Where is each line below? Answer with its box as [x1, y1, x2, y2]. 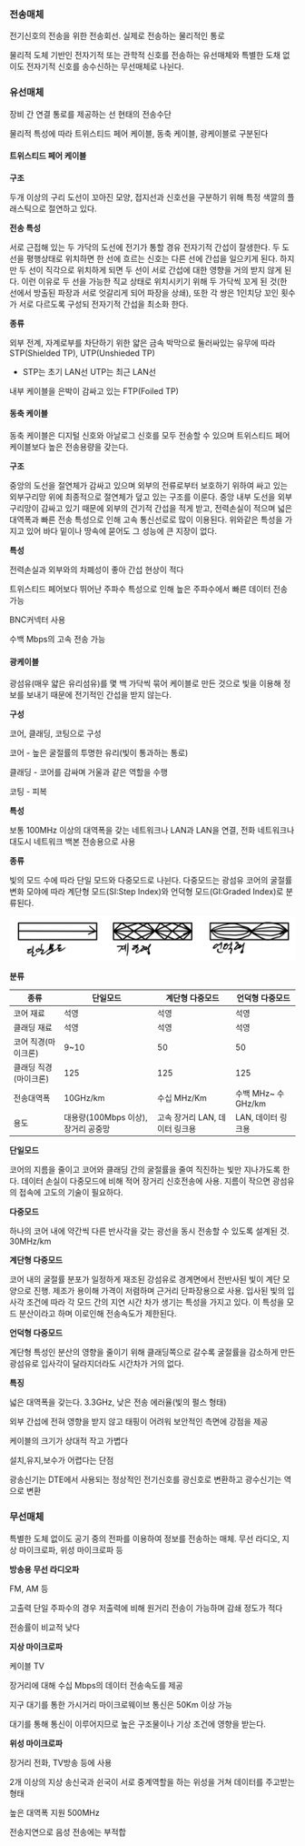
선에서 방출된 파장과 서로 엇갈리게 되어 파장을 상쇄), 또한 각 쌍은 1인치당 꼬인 [9, 287, 280, 298]
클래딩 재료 [13, 1022, 53, 1033]
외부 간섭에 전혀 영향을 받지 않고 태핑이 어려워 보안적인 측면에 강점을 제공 [9, 1417, 269, 1427]
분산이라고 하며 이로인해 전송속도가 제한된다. [18, 1308, 177, 1319]
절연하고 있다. [48, 203, 97, 214]
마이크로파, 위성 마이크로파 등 [18, 1544, 124, 1555]
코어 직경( [13, 1036, 48, 1047]
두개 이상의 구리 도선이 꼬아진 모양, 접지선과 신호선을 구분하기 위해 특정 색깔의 [9, 191, 286, 202]
